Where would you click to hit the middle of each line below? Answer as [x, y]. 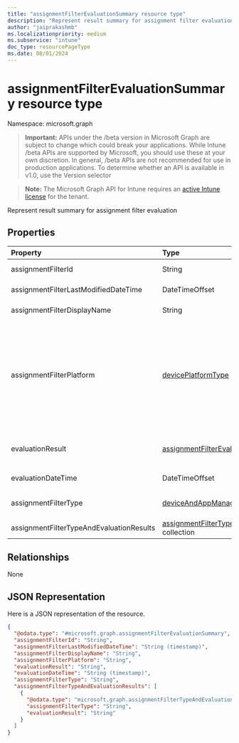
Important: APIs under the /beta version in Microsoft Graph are [117, 137]
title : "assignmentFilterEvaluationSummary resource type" [97, 14]
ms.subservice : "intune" [44, 41]
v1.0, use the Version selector [68, 175]
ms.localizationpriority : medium [57, 34]
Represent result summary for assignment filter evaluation [92, 210]
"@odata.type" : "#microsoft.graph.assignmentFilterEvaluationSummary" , [122, 634]
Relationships [38, 558]
